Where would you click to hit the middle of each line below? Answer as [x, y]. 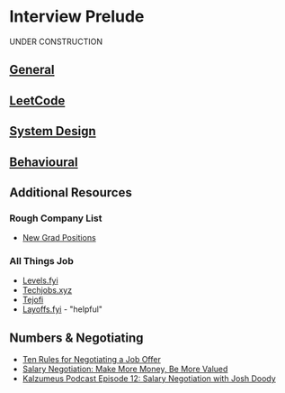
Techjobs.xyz [47, 290]
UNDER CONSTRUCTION [56, 41]
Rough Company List [56, 218]
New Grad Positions [59, 238]
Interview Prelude [77, 17]
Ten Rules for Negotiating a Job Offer [92, 360]
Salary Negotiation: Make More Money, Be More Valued [125, 369]
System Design [53, 131]
